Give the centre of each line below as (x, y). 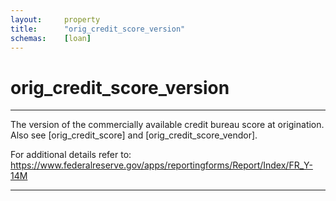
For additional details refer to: (71, 155)
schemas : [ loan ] (51, 38)
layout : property (55, 19)
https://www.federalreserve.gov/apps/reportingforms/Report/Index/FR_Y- (161, 165)
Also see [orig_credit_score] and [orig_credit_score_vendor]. (134, 135)
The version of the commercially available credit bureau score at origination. (167, 125)
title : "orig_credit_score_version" (98, 29)
